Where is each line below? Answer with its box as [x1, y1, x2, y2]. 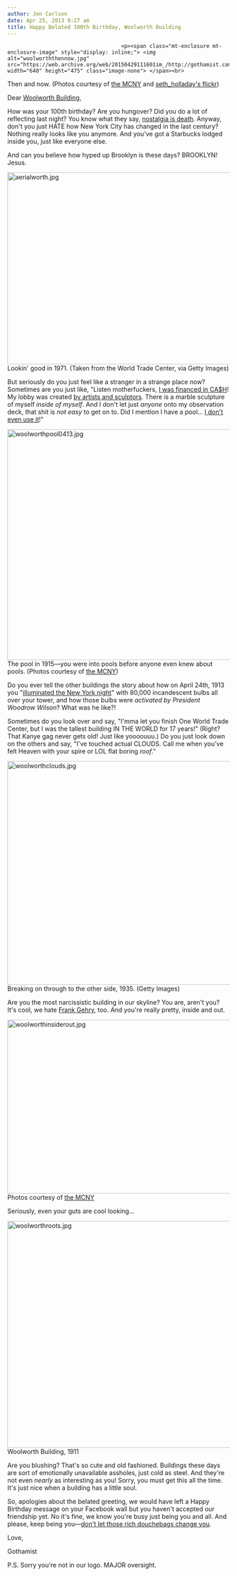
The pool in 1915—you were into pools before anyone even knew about [7, 659, 213, 668]
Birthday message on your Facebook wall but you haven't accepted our [7, 1505, 215, 1513]
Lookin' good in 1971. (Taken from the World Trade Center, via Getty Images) [7, 364, 229, 373]
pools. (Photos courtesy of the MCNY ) [7, 667, 119, 676]
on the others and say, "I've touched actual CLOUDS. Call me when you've [7, 739, 224, 748]
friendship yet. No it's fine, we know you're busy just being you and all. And [7, 1512, 227, 1521]
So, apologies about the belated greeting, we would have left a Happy [7, 1498, 210, 1506]
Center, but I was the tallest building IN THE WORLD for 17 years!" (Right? [7, 724, 221, 733]
